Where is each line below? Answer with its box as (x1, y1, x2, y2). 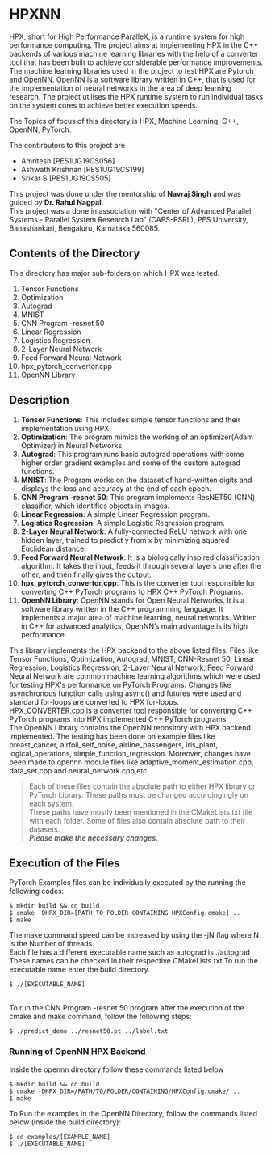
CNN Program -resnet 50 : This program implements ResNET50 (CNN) (20, 492, 256, 502)
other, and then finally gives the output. (20, 570, 152, 579)
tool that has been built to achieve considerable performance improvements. (9, 57, 264, 67)
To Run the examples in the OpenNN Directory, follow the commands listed (9, 1108, 258, 1118)
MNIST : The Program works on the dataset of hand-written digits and (20, 475, 252, 485)
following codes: (9, 887, 65, 896)
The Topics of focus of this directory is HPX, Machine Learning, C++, (9, 116, 239, 125)
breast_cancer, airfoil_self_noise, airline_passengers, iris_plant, (9, 739, 219, 749)
